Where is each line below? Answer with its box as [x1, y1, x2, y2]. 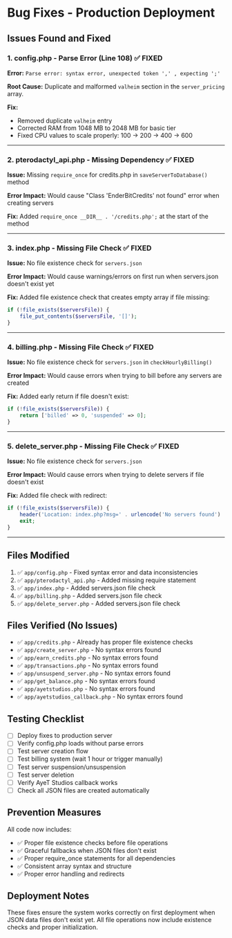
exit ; [19, 518, 36, 525]
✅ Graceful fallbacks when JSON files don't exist [17, 846, 157, 854]
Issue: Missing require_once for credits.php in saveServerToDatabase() [7, 171, 209, 179]
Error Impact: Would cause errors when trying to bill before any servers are [7, 372, 222, 380]
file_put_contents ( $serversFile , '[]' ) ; [19, 313, 137, 320]
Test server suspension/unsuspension [17, 763, 126, 771]
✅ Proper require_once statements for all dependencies [17, 854, 176, 863]
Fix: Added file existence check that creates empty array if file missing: [7, 293, 210, 302]
